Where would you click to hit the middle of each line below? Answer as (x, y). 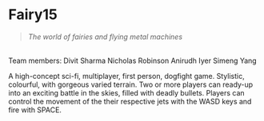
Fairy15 (33, 15)
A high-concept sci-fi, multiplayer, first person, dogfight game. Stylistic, (127, 76)
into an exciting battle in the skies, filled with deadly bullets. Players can (127, 92)
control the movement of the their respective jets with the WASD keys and (130, 101)
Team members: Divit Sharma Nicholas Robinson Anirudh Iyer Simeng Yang (133, 60)
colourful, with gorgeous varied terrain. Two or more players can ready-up (131, 84)
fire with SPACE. (35, 110)
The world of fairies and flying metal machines (105, 37)
